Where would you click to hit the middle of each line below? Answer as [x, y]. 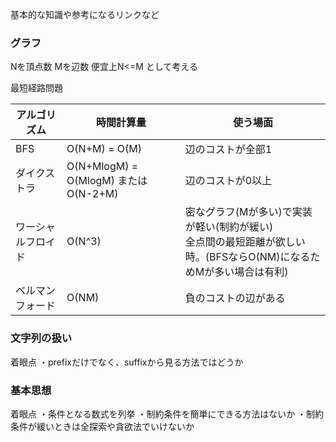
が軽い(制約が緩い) [229, 227]
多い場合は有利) [251, 272]
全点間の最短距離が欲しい [245, 242]
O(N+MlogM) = [102, 166]
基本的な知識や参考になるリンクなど [85, 14]
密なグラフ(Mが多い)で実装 [248, 212]
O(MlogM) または [107, 181]
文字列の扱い [41, 338]
